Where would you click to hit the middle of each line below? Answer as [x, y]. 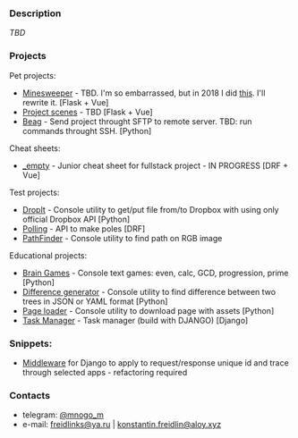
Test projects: [34, 192]
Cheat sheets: [35, 148]
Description [35, 13]
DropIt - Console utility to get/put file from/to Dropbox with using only [150, 209]
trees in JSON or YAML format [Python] [95, 301]
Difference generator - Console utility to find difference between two [149, 291]
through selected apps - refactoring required [105, 372]
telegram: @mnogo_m [63, 415]
